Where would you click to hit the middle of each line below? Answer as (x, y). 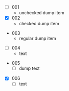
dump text (29, 68)
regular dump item (38, 39)
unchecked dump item (42, 13)
